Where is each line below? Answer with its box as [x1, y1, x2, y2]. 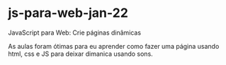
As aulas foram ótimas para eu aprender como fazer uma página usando [8, 42, 220, 50]
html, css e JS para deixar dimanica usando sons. [8, 49, 153, 58]
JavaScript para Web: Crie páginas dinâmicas [8, 28, 141, 37]
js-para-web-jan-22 [8, 5, 128, 21]
